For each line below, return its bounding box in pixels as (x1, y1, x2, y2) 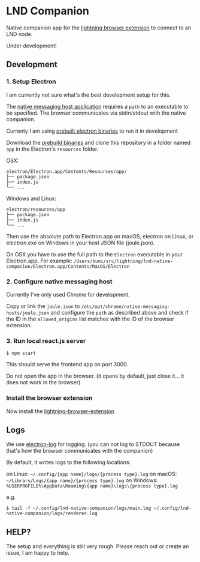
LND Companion (6, 4, 90, 18)
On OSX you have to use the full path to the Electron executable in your (6, 250, 183, 258)
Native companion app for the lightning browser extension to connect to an (6, 24, 192, 31)
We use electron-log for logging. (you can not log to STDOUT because (6, 441, 180, 448)
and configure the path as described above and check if (50, 309, 189, 316)
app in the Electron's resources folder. (6, 145, 99, 153)
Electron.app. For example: (6, 257, 73, 264)
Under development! (6, 42, 57, 49)
